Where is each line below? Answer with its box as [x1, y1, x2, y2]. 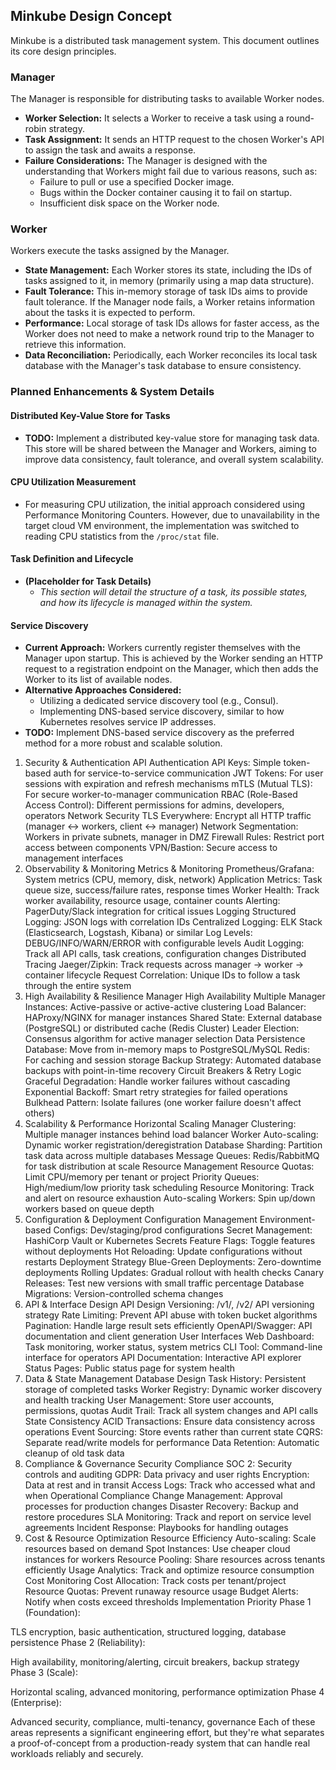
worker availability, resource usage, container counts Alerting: [24, 895, 281, 907]
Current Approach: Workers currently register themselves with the [24, 642, 302, 654]
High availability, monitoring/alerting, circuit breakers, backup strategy [10, 1656, 300, 1668]
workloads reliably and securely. [10, 1748, 144, 1760]
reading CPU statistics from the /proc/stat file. [24, 530, 220, 542]
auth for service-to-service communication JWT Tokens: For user [53, 767, 324, 779]
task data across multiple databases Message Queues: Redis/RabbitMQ [24, 1150, 320, 1162]
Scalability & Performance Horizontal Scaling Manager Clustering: [24, 1118, 297, 1130]
